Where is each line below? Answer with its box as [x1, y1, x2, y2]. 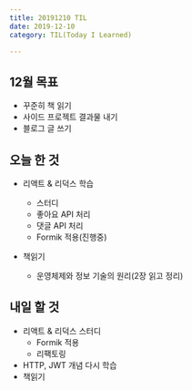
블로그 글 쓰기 [22, 123, 72, 134]
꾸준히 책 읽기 [22, 100, 72, 111]
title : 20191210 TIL [9, 13, 88, 23]
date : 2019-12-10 [9, 22, 76, 31]
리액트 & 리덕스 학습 [22, 179, 94, 189]
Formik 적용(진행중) [35, 231, 107, 242]
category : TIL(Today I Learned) [9, 30, 132, 39]
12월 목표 [9, 74, 59, 89]
